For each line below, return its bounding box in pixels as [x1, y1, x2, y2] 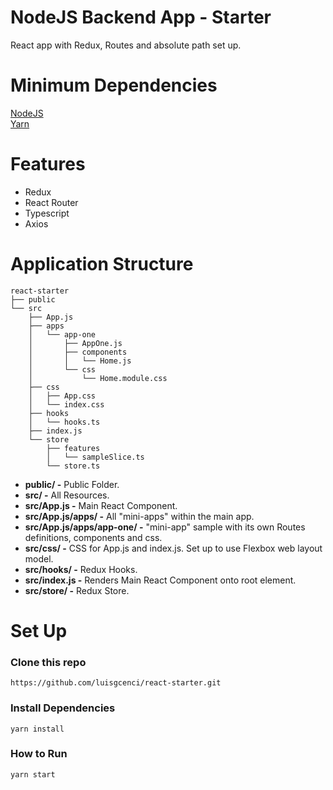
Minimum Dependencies [10, 74, 218, 97]
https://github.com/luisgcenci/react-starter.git [10, 678, 222, 688]
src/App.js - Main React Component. [24, 499, 178, 511]
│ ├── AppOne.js [28, 338, 123, 348]
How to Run [10, 747, 68, 761]
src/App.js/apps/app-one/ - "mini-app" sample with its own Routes [24, 521, 306, 533]
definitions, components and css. [24, 531, 163, 543]
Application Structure [10, 253, 194, 275]
